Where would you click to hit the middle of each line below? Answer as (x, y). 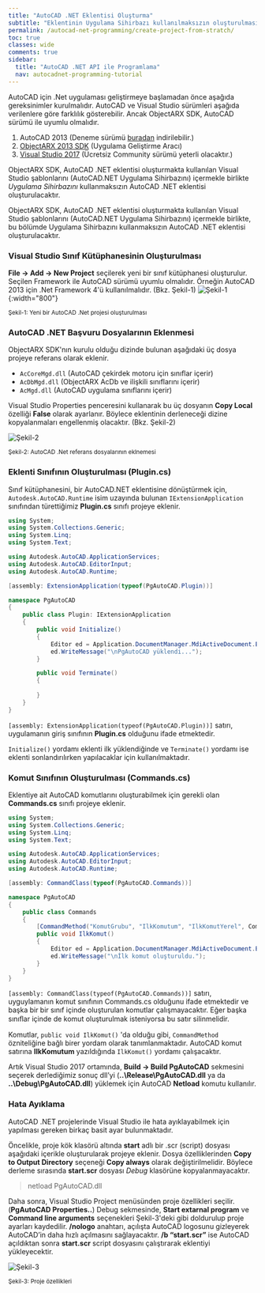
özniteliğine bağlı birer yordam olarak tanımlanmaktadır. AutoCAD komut (125, 1043)
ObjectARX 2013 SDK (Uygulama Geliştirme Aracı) (101, 146)
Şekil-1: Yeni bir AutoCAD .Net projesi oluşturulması (78, 312)
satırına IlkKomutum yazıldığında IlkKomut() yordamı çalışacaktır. (115, 1052)
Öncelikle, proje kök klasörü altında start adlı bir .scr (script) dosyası (119, 1145)
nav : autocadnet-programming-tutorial (79, 74)
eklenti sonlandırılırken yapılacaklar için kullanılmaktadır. (99, 757)
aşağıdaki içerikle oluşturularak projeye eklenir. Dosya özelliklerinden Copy (130, 1153)
